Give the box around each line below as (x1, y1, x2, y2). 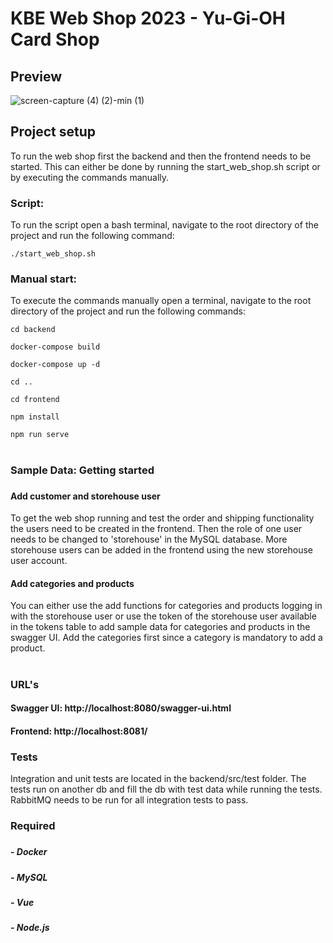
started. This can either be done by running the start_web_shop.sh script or (10, 160, 321, 172)
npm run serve (10, 430, 70, 440)
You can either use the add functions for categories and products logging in (10, 600, 323, 612)
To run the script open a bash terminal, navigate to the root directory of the (10, 219, 319, 231)
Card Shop (10, 28, 100, 51)
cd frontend (10, 395, 60, 405)
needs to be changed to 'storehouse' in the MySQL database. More (10, 533, 288, 546)
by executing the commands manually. (10, 171, 170, 183)
